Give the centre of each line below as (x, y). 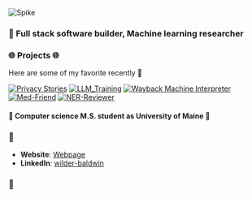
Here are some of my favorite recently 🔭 (75, 73)
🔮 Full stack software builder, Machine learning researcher (126, 33)
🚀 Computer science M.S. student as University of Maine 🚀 (109, 116)
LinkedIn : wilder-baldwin (62, 163)
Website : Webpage (52, 155)
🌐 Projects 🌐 (34, 55)
